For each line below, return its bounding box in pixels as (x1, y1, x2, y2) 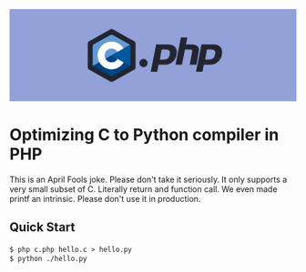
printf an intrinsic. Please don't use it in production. (9, 193, 201, 204)
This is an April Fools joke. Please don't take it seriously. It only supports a (9, 174, 288, 185)
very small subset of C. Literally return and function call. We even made (9, 183, 278, 195)
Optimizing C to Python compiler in (9, 125, 280, 146)
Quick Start (9, 219, 76, 236)
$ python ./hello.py (9, 254, 88, 263)
